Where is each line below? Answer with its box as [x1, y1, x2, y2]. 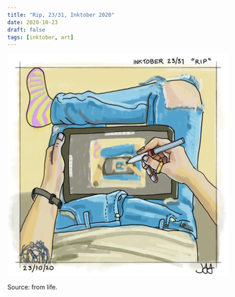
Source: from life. [7, 283, 58, 291]
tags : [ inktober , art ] [7, 34, 74, 41]
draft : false [7, 26, 46, 33]
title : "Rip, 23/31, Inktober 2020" [7, 11, 115, 18]
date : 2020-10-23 [7, 18, 58, 26]
